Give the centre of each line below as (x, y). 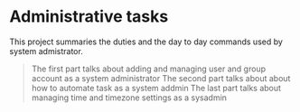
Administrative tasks (89, 17)
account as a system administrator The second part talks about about (161, 78)
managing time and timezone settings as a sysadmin (129, 98)
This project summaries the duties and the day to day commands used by (146, 42)
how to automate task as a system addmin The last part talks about (156, 88)
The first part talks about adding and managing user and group (149, 69)
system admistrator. (46, 51)
